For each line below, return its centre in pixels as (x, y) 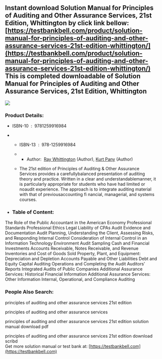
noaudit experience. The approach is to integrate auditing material (85, 189)
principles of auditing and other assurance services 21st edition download (79, 336)
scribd (11, 341)
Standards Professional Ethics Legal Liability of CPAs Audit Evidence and (78, 228)
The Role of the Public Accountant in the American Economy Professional (78, 223)
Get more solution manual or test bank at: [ (48, 346)
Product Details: (24, 115)
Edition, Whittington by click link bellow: (67, 23)
